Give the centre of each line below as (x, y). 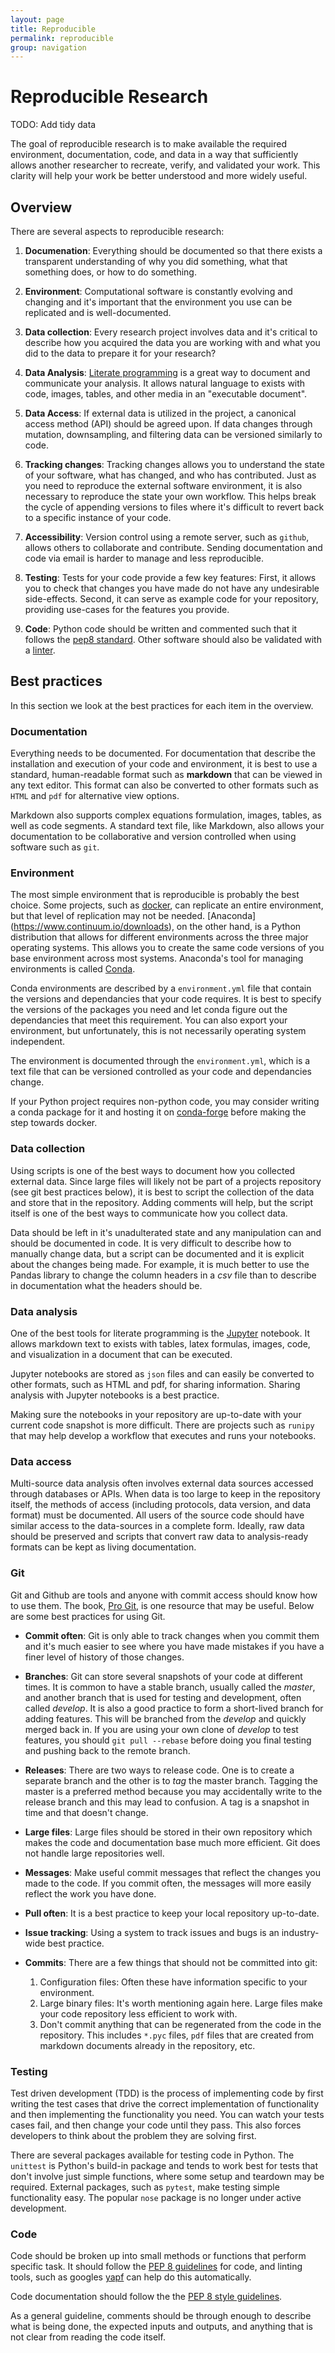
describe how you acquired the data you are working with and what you (172, 342)
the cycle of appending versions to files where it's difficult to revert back (174, 507)
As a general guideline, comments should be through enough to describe (161, 2316)
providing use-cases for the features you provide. (127, 609)
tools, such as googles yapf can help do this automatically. (131, 2277)
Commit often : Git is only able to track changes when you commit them (172, 1635)
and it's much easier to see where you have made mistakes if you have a (174, 1646)
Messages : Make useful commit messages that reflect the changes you (172, 1872)
